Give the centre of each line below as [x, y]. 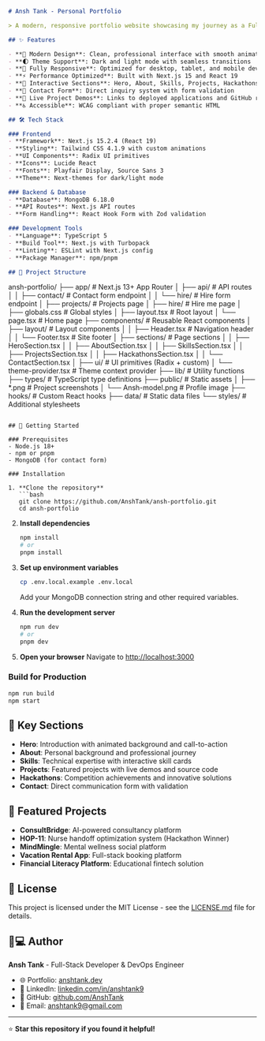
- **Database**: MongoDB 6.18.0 [61, 200]
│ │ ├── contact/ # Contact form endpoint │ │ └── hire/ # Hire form [119, 295]
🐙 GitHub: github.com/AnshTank [72, 997]
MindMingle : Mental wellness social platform [93, 847]
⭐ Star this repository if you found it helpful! [82, 1028]
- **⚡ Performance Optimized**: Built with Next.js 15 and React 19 [123, 76]
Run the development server [67, 612]
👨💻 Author [36, 942]
